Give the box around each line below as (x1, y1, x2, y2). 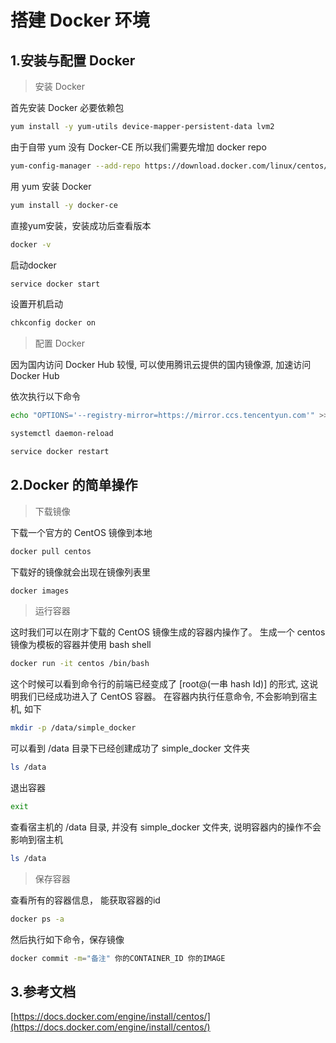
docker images (10, 586, 70, 596)
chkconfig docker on (10, 318, 97, 328)
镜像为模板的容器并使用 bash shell (10, 639, 152, 651)
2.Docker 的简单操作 (10, 477, 138, 494)
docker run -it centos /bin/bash (10, 659, 150, 669)
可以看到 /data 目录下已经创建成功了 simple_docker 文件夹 (10, 742, 251, 755)
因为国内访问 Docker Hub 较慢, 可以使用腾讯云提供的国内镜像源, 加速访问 (10, 359, 312, 371)
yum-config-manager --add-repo (10, 161, 141, 171)
